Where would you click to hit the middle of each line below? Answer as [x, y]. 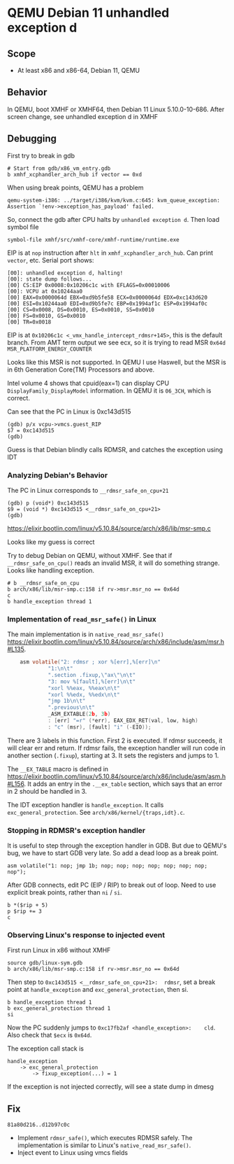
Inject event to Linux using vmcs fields [72, 1153]
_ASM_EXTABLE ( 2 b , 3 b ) [79, 714]
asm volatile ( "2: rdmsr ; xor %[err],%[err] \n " [90, 662]
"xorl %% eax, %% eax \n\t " [84, 688]
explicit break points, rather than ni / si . [65, 892]
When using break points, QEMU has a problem [75, 188]
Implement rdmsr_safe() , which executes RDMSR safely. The [105, 1138]
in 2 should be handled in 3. [47, 791]
